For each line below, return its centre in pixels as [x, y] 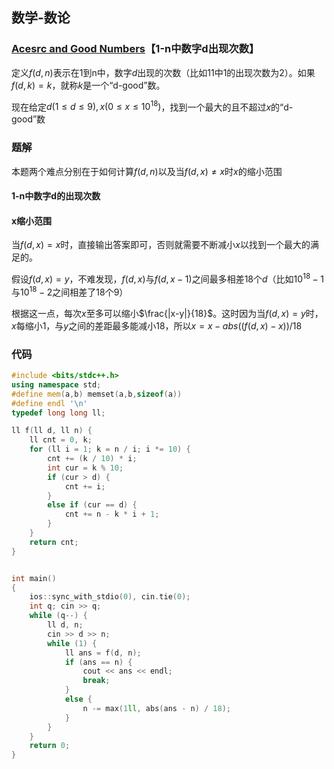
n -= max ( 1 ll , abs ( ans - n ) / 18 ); [156, 708]
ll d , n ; [65, 625]
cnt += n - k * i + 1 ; [112, 514]
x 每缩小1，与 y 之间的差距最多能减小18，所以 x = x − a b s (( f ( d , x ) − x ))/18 [157, 325]
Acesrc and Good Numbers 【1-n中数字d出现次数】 [135, 49]
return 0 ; [50, 746]
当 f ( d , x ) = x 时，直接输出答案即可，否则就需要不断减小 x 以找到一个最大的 [161, 245]
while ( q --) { [58, 616]
